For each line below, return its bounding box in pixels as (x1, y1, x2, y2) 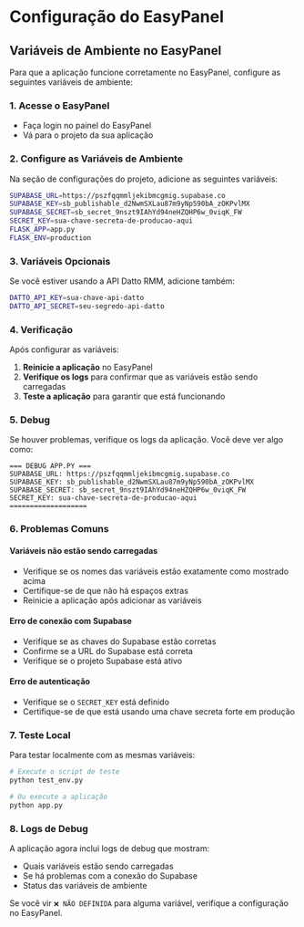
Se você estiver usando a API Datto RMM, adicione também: (9, 276, 235, 286)
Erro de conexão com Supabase (9, 616, 132, 627)
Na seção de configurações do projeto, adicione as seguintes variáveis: (9, 173, 279, 184)
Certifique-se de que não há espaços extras (22, 585, 189, 596)
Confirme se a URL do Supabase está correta (22, 645, 194, 656)
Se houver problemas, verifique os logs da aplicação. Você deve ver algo (9, 434, 284, 445)
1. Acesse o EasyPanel (9, 99, 110, 111)
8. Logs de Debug (9, 822, 89, 835)
